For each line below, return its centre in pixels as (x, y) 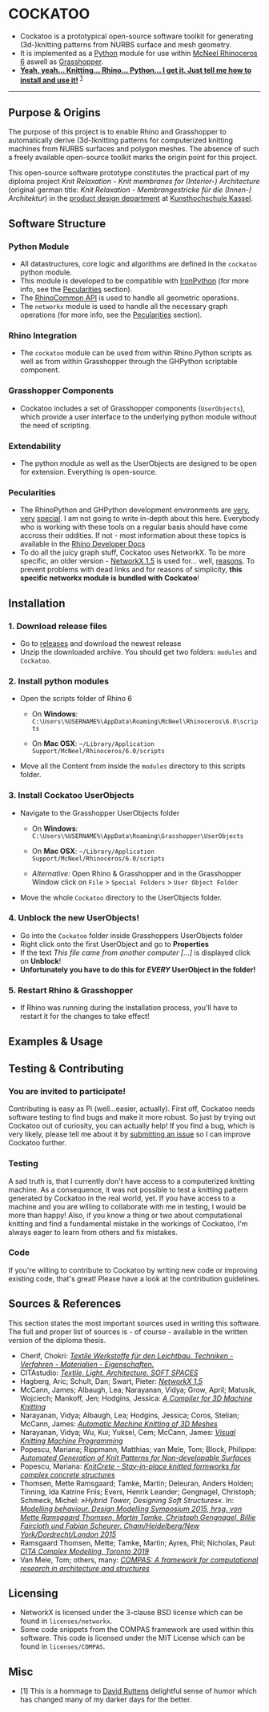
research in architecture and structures (84, 1568)
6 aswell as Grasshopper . (62, 62)
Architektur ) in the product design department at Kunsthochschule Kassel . (131, 198)
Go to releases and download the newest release (100, 643)
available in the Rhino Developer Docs (82, 544)
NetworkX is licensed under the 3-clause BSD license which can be (131, 1613)
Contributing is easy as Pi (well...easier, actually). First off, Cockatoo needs (132, 1109)
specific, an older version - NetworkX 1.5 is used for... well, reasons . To (137, 561)
